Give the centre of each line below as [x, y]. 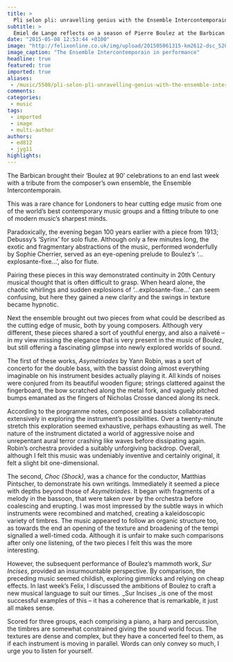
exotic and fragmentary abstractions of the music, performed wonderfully [112, 247]
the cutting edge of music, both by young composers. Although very [105, 325]
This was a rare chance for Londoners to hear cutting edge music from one [114, 204]
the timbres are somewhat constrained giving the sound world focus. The [112, 629]
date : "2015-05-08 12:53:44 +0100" [59, 40]
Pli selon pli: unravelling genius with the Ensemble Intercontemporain [121, 20]
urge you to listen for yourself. [50, 651]
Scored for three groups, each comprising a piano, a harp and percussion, [113, 621]
